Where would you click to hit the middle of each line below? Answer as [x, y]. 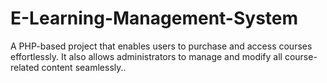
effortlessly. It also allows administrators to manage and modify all [146, 56]
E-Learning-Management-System [154, 18]
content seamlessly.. [84, 67]
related [25, 67]
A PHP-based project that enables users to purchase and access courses [161, 46]
